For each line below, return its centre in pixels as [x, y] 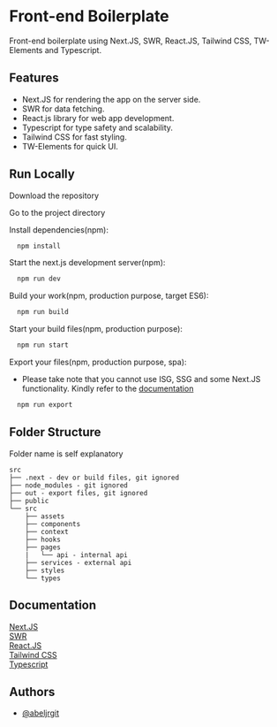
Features [34, 78]
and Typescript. [73, 50]
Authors [32, 692]
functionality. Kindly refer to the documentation [108, 389]
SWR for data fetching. [63, 109]
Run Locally [42, 174]
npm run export [45, 405]
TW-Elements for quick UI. [70, 146]
